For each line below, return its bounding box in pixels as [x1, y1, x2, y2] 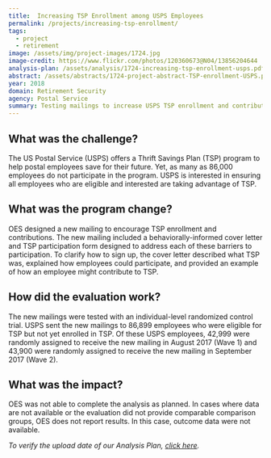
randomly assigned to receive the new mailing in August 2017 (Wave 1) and [8, 337, 257, 347]
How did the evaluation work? [8, 290, 161, 304]
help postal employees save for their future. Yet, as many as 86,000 [8, 162, 234, 171]
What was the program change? [8, 203, 173, 216]
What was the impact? [8, 377, 123, 392]
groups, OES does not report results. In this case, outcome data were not [8, 417, 251, 426]
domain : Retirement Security [8, 86, 106, 95]
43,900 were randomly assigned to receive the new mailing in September [8, 346, 252, 355]
